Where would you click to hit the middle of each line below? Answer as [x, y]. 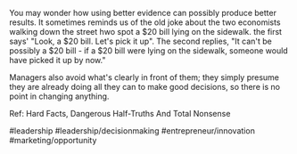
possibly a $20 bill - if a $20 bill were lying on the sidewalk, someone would [148, 51]
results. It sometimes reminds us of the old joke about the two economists [145, 22]
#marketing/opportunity [53, 140]
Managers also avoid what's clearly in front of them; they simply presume [144, 77]
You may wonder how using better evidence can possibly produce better [143, 13]
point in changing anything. [59, 96]
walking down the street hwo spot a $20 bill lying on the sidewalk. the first [146, 32]
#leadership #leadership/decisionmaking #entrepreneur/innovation [132, 131]
